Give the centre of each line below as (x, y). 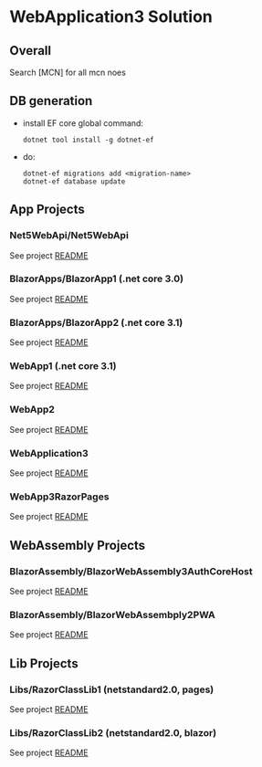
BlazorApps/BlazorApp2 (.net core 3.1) (96, 322)
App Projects (47, 210)
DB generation (51, 101)
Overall (31, 51)
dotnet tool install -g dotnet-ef (88, 140)
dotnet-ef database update (74, 181)
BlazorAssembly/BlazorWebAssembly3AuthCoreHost (131, 571)
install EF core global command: (83, 123)
